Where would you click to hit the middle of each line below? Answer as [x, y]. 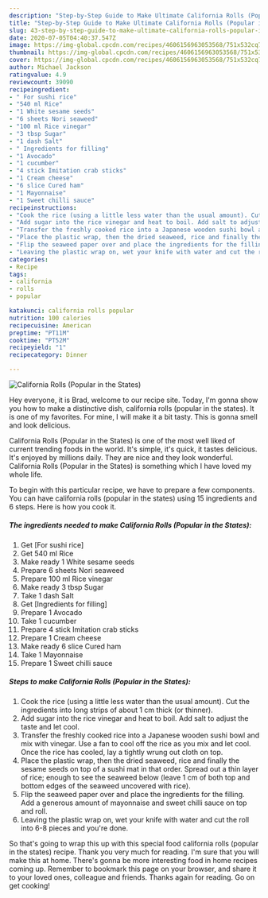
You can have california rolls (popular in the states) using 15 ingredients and [133, 498]
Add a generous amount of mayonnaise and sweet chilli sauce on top [134, 803]
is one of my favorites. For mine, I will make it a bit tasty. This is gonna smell [133, 417]
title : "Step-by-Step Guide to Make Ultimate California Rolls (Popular [132, 23]
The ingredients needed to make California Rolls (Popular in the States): [130, 524]
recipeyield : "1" [38, 348]
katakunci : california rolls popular [72, 311]
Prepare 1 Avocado [51, 612]
